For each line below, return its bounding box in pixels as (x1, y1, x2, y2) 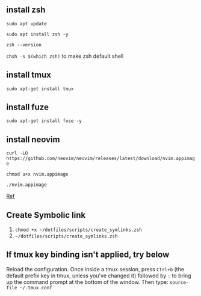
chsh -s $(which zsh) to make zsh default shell (6, 52, 124, 60)
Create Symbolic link (6, 210, 86, 220)
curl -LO (6, 150, 28, 156)
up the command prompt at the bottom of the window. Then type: (6, 278, 169, 285)
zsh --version (6, 42, 42, 48)
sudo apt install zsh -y (6, 31, 69, 37)
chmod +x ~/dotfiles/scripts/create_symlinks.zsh (14, 227, 143, 233)
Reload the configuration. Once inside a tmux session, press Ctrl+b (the (6, 265, 185, 273)
